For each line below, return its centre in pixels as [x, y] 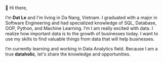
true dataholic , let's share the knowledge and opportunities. [68, 54]
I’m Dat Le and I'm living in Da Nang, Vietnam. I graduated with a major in [81, 17]
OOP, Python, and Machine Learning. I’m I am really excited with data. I [79, 28]
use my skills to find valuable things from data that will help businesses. [80, 39]
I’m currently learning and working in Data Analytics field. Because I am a [81, 49]
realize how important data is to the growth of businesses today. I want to [82, 34]
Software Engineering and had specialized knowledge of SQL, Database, [81, 23]
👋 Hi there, [16, 8]
